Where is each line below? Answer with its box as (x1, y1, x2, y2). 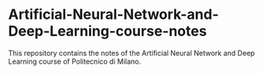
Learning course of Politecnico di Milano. (8, 57, 142, 66)
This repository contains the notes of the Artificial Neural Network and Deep (8, 48, 255, 57)
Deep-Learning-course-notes (8, 22, 207, 40)
